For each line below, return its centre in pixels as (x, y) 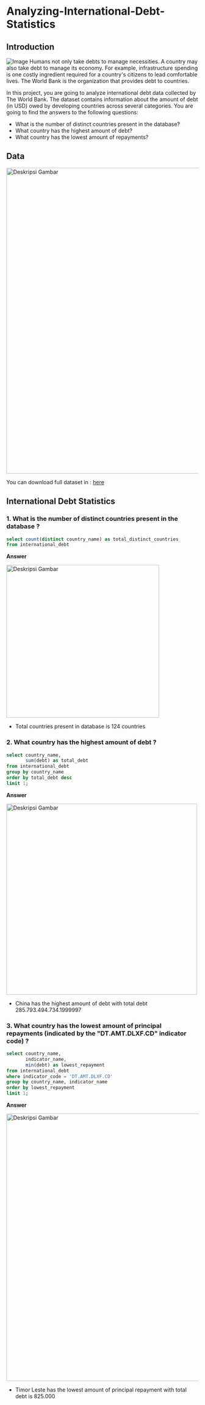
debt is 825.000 (35, 1396)
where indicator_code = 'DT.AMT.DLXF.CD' (60, 1076)
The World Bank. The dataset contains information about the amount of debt (102, 99)
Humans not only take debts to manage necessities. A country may (114, 61)
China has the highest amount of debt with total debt (81, 1003)
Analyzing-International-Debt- (86, 11)
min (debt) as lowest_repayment (65, 1065)
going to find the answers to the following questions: (72, 112)
